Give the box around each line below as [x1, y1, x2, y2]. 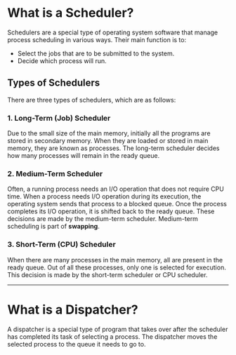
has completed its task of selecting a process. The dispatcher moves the [7, 332, 218, 341]
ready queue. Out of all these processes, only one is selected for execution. [7, 263, 226, 272]
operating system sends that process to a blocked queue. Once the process [7, 200, 227, 208]
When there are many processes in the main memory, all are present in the [7, 255, 223, 264]
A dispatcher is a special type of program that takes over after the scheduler [7, 325, 228, 333]
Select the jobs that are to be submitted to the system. [17, 49, 175, 58]
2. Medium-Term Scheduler [7, 168, 103, 178]
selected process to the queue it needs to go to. [7, 340, 146, 348]
